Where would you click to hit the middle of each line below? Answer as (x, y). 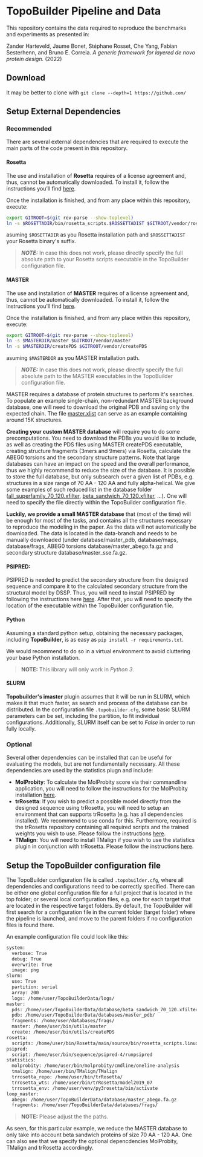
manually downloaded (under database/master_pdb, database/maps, (92, 540)
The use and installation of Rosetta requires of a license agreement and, (96, 175)
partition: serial (35, 987)
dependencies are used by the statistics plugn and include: (80, 771)
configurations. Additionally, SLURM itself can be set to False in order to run (101, 722)
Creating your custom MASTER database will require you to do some (93, 432)
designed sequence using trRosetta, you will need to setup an (92, 808)
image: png (25, 970)
